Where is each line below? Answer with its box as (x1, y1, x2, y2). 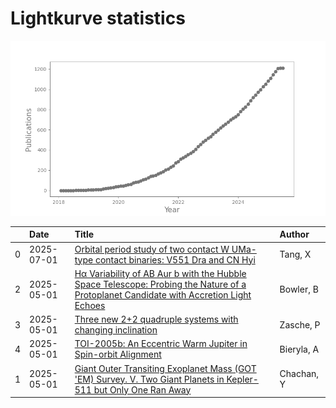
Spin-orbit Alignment (74, 348, 162, 361)
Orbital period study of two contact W (74, 243, 230, 255)
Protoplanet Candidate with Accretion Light (74, 288, 252, 301)
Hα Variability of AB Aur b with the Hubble (74, 267, 247, 279)
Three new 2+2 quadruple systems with (74, 313, 239, 326)
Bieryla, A (279, 343, 320, 355)
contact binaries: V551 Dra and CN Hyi (94, 253, 256, 266)
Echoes (74, 299, 106, 311)
